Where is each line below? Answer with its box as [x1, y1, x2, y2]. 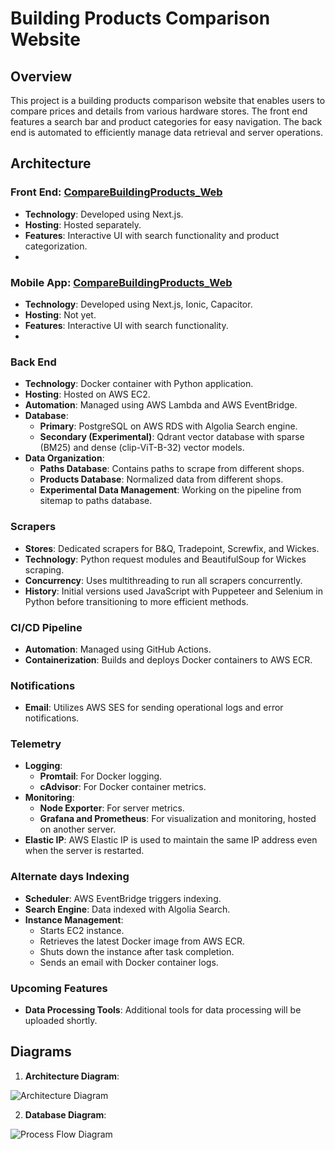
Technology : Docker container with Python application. [24, 378, 254, 390]
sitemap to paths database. [39, 495, 153, 507]
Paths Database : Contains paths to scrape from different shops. [39, 463, 305, 475]
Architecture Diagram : [24, 1070, 120, 1082]
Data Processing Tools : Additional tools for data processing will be [24, 1004, 302, 1016]
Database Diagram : [24, 1108, 107, 1121]
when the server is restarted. [24, 845, 145, 857]
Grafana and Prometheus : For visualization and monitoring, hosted [39, 813, 317, 825]
